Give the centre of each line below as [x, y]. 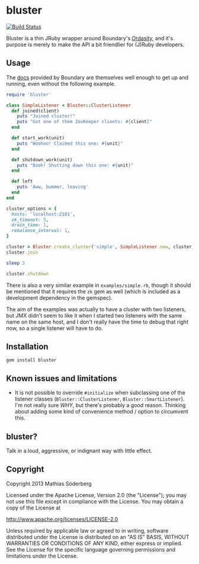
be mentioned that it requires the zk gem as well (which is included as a [93, 291]
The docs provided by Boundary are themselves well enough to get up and [97, 77]
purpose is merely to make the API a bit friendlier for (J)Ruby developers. [95, 44]
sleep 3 [16, 263]
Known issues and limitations [62, 378]
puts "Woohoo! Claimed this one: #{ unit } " [70, 143]
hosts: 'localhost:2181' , [44, 214]
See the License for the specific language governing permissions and [91, 549]
